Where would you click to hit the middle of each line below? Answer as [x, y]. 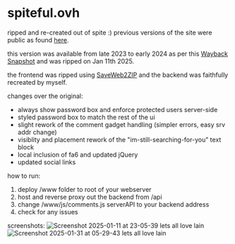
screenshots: [26, 225]
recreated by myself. [37, 82]
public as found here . [38, 39]
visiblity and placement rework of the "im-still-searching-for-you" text [119, 140]
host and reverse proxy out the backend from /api [90, 197]
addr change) [37, 132]
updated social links [47, 162]
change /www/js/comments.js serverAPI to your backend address [113, 204]
